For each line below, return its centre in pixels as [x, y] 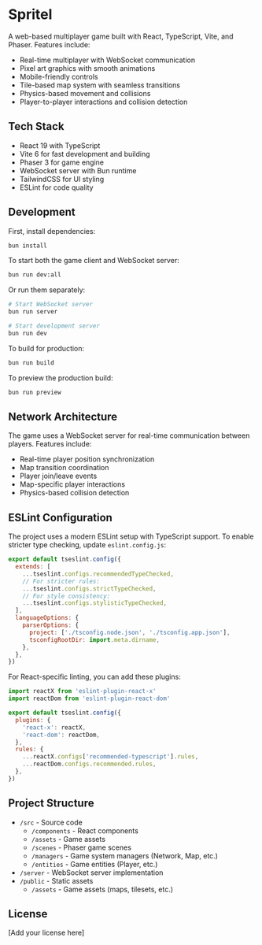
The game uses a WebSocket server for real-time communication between [129, 435]
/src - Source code [51, 822]
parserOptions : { [51, 625]
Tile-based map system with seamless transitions [100, 85]
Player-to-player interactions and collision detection [103, 102]
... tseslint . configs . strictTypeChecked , [89, 588]
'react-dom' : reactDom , [61, 735]
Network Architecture [63, 416]
